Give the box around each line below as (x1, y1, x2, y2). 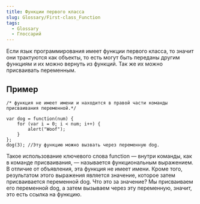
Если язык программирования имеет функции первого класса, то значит (6, 47, 194, 55)
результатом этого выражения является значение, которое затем (6, 172, 176, 179)
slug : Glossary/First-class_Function (6, 14, 101, 20)
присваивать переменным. (6, 67, 76, 74)
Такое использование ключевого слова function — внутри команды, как (6, 152, 192, 160)
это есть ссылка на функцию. (6, 190, 82, 198)
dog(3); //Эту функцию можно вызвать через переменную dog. (6, 142, 160, 148)
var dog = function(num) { (6, 115, 74, 122)
